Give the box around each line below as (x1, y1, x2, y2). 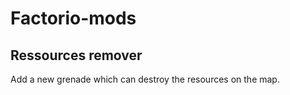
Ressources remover (10, 47, 143, 64)
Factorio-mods (10, 7, 137, 30)
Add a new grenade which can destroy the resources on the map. (10, 73, 280, 85)
